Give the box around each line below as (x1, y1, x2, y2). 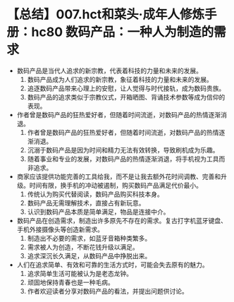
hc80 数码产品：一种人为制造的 (31, 24, 214, 40)
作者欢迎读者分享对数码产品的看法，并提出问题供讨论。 (27, 286, 188, 295)
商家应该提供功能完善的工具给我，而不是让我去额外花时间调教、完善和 (16, 172, 221, 181)
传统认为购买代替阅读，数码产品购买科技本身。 (27, 190, 164, 198)
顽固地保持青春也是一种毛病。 (27, 278, 114, 286)
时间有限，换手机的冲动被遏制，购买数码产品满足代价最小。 (29, 181, 202, 189)
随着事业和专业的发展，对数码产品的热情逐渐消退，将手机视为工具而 (27, 155, 226, 163)
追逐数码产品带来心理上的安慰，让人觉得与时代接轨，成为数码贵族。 (27, 84, 226, 92)
